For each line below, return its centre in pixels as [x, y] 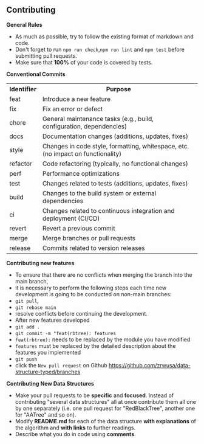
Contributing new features [40, 263]
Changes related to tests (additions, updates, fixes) [115, 183]
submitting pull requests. [46, 56]
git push [26, 359]
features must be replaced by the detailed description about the [95, 345]
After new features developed [52, 320]
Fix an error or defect [73, 109]
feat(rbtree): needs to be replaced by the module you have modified [103, 339]
